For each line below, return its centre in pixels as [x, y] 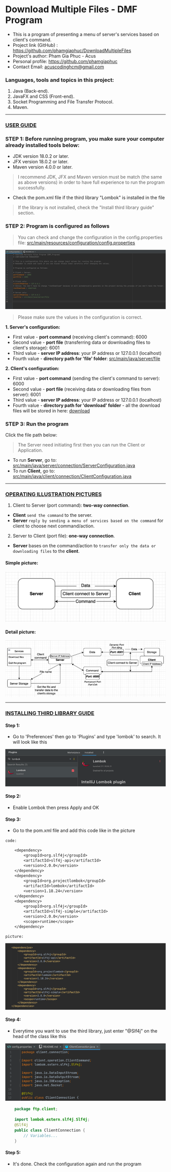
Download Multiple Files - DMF [71, 9]
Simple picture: [22, 563]
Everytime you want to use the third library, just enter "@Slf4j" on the [85, 1031]
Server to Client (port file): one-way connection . [64, 536]
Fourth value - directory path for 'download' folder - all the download [86, 405]
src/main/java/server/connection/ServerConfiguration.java [74, 466]
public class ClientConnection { [50, 1131]
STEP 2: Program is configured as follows [58, 226]
